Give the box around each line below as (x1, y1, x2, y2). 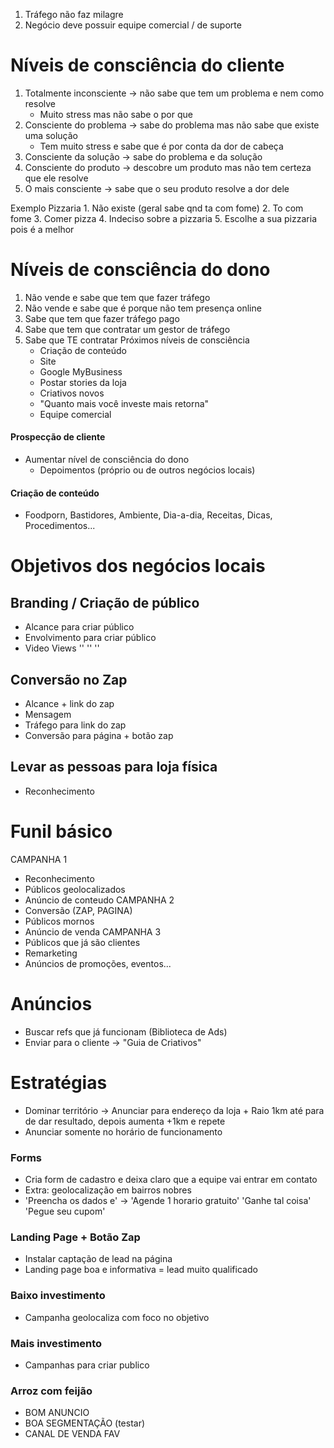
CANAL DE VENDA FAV (24, 1428, 121, 1440)
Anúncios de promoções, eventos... (24, 957, 172, 969)
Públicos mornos (24, 915, 95, 927)
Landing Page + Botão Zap (10, 1230, 141, 1244)
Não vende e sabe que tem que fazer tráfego (24, 291, 211, 303)
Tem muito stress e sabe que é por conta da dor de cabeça (39, 140, 284, 152)
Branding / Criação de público (10, 594, 200, 611)
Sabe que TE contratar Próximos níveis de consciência (24, 334, 250, 346)
